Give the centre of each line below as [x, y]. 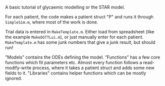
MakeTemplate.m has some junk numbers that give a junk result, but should [80, 42]
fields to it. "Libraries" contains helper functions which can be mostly [76, 73]
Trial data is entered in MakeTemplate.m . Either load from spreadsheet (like [80, 32]
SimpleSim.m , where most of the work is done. [52, 22]
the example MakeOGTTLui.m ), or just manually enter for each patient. [74, 37]
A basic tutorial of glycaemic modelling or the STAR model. [65, 7]
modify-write [18, 68]
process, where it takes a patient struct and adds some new [93, 68]
